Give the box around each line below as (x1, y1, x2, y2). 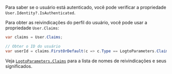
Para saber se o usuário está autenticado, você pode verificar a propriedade (5, 5, 166, 10)
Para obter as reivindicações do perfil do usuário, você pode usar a (5, 20, 147, 25)
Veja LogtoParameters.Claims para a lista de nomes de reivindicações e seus (5, 58, 166, 64)
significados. (5, 63, 32, 69)
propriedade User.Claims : (5, 25, 59, 31)
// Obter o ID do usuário (5, 44, 60, 49)
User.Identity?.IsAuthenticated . (5, 10, 76, 16)
